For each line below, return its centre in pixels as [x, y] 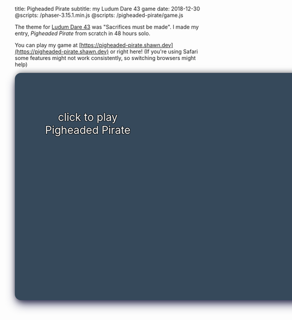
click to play [88, 117]
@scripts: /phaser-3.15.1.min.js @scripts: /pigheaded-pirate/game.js [99, 15]
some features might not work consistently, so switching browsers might [105, 58]
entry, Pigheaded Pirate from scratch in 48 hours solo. [83, 33]
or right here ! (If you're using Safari [154, 52]
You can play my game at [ [48, 45]
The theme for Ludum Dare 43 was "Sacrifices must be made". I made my [107, 27]
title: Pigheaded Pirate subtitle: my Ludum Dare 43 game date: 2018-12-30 [108, 9]
